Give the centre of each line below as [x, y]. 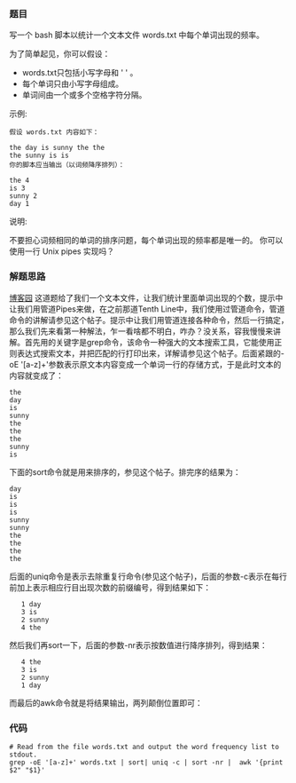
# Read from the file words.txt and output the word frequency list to [144, 747]
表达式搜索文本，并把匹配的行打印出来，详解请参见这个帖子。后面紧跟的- [151, 353]
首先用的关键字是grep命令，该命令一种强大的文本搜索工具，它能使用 [149, 342]
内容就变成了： [36, 376]
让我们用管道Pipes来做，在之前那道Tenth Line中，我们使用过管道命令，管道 [147, 309]
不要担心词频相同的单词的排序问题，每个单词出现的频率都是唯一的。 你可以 [146, 241]
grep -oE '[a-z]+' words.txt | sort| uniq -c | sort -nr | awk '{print [146, 762]
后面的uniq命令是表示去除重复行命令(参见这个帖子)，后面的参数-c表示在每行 [148, 576]
